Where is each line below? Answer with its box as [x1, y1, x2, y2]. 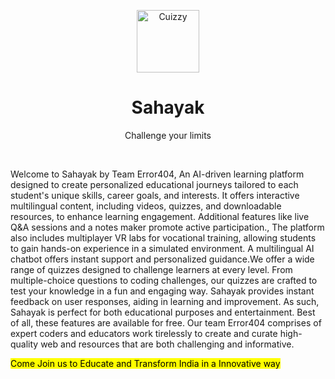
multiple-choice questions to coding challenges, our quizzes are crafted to [10, 274, 318, 286]
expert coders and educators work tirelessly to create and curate [10, 327, 278, 339]
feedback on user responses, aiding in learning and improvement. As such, [10, 295, 320, 307]
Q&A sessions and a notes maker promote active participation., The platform [10, 221, 325, 233]
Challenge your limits [124, 129, 212, 141]
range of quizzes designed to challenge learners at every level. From [10, 263, 293, 275]
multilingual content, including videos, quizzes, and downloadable [10, 200, 282, 212]
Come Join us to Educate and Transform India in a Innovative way [10, 357, 281, 369]
